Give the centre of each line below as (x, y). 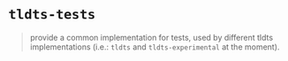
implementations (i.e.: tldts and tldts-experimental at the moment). (155, 47)
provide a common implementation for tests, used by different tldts (152, 37)
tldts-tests (52, 15)
